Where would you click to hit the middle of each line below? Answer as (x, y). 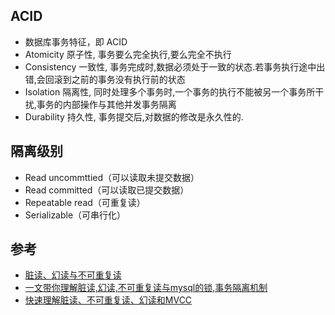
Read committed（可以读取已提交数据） (107, 190)
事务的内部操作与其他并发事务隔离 (106, 104)
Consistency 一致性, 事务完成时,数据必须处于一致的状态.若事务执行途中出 (175, 66)
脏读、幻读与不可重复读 (73, 275)
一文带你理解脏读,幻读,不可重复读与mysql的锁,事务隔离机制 (146, 288)
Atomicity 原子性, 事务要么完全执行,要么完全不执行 (128, 54)
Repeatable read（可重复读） (85, 202)
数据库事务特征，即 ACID (76, 41)
